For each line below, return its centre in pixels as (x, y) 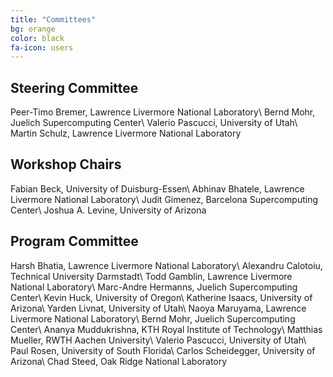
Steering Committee (74, 87)
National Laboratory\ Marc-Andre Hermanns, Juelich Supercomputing (154, 287)
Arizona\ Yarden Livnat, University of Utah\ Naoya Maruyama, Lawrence (158, 308)
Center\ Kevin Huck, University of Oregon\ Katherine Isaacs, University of (161, 297)
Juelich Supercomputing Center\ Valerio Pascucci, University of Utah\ (154, 123)
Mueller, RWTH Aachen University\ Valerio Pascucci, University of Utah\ (158, 340)
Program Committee (74, 241)
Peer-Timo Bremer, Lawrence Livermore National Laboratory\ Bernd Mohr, (163, 112)
